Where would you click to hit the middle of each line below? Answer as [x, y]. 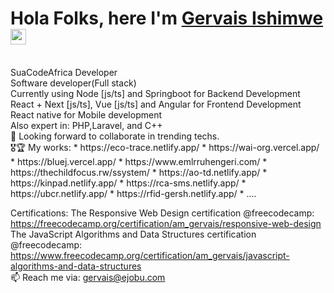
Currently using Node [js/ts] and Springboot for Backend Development [155, 93]
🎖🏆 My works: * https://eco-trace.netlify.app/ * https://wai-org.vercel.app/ [165, 147]
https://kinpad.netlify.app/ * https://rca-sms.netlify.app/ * [128, 183]
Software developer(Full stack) [73, 83]
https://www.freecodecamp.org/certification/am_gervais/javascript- [150, 255]
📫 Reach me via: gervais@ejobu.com [88, 277]
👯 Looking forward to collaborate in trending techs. [115, 136]
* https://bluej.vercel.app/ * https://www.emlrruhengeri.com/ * [139, 161]
